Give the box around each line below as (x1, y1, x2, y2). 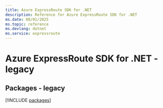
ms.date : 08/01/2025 (5, 17, 49, 22)
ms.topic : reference (5, 21, 49, 27)
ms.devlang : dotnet (5, 26, 47, 31)
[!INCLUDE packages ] (5, 97, 51, 103)
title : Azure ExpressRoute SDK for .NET (5, 7, 92, 13)
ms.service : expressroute (5, 31, 60, 36)
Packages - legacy (5, 84, 65, 92)
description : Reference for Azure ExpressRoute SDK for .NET (5, 12, 138, 17)
